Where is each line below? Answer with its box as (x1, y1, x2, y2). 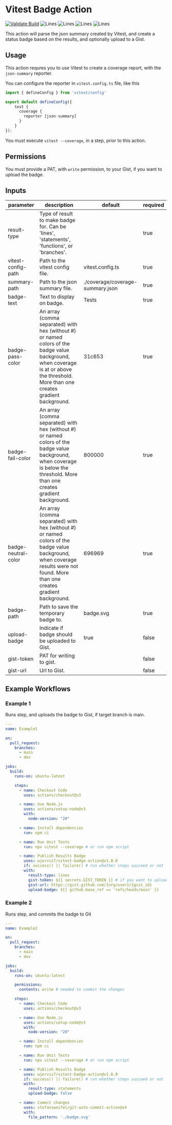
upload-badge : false (28, 1091, 72, 1096)
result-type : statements (28, 1086, 81, 1092)
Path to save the (39, 603, 78, 610)
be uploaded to (39, 637, 76, 644)
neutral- (8, 550, 28, 557)
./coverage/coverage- (83, 278, 138, 286)
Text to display (39, 293, 75, 301)
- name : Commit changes (18, 1100, 70, 1105)
